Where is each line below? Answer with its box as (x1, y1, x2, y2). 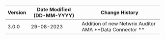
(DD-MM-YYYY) (33, 12, 75, 19)
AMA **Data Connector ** (82, 26, 145, 33)
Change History (100, 9, 138, 16)
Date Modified (36, 6, 71, 13)
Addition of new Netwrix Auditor (82, 20, 156, 27)
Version (7, 9, 27, 16)
